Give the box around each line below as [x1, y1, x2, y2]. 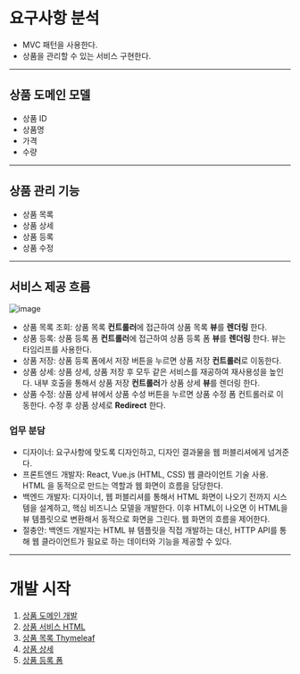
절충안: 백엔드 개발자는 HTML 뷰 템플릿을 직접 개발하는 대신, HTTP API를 [21, 524, 279, 536]
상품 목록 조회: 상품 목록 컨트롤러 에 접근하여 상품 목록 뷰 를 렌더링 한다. [21, 322, 268, 333]
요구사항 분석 [9, 8, 100, 29]
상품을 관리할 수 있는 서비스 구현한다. [21, 50, 152, 61]
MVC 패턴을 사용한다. [21, 39, 98, 50]
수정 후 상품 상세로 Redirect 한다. [48, 400, 166, 411]
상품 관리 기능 [9, 184, 80, 199]
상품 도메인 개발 [21, 610, 78, 620]
